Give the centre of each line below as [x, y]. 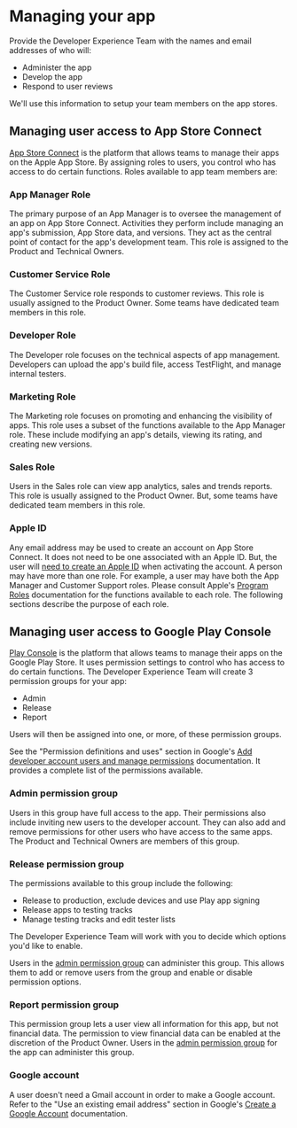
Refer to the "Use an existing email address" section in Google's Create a [143, 1104]
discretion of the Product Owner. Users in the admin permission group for [143, 1043]
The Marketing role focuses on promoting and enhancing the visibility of [141, 416]
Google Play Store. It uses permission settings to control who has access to [147, 663]
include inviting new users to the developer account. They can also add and [148, 822]
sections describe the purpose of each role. [89, 603]
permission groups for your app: [68, 681]
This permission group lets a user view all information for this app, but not [144, 1024]
